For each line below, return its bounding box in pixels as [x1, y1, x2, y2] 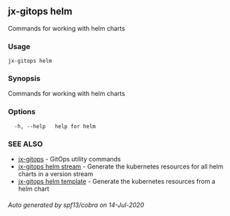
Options [8, 107, 36, 117]
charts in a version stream [17, 170, 94, 178]
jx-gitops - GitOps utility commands [17, 155, 121, 163]
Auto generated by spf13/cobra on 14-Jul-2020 [8, 201, 145, 209]
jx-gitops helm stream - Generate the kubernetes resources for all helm [17, 162, 224, 171]
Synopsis [8, 73, 41, 83]
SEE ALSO [8, 139, 43, 149]
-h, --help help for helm [14, 122, 96, 130]
